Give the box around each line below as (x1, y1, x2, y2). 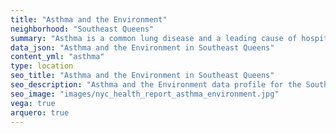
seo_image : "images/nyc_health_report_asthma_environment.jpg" (10, 89, 280, 99)
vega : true (10, 98, 56, 108)
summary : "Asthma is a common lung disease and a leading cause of (10, 33, 298, 43)
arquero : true (10, 107, 70, 118)
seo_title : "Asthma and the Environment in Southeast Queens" (10, 71, 275, 81)
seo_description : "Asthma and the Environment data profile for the (10, 80, 302, 90)
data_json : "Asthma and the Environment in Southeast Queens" (10, 42, 275, 53)
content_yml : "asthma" (10, 52, 105, 62)
